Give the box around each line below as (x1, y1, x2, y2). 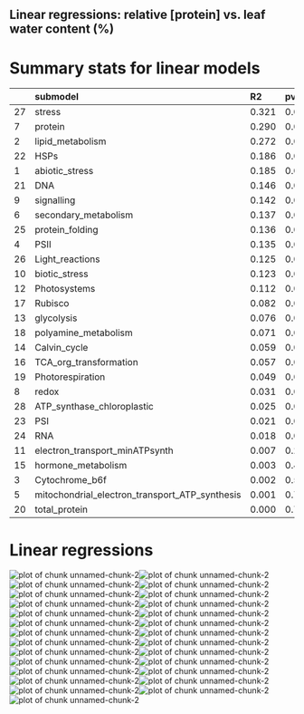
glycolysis (34, 312, 78, 324)
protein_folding (34, 224, 99, 236)
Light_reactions (34, 253, 100, 265)
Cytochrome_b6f (34, 474, 107, 487)
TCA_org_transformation (34, 356, 138, 369)
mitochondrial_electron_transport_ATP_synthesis (34, 488, 242, 501)
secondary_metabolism (34, 208, 134, 221)
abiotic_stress (34, 165, 94, 178)
